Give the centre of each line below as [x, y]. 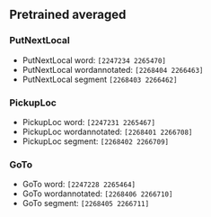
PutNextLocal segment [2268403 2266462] [100, 79]
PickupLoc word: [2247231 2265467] [88, 122]
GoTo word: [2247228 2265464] [79, 185]
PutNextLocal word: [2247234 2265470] [94, 60]
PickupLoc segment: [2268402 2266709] [95, 141]
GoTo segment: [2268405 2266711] [86, 203]
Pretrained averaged [68, 15]
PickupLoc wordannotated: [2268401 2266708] [107, 131]
